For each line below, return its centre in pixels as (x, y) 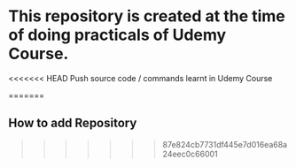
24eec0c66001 (190, 154)
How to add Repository (73, 123)
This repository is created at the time (147, 16)
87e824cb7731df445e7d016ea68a (225, 144)
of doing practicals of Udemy (117, 35)
